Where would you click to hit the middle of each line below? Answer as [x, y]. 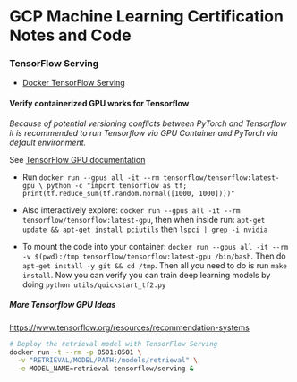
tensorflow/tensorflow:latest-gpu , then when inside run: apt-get [144, 219]
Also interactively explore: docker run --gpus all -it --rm [131, 210]
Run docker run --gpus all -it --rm [91, 177]
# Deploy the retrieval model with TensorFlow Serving [114, 344]
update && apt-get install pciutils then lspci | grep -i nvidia [145, 229]
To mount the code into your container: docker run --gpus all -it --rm [155, 246]
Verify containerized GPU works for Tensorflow [99, 104]
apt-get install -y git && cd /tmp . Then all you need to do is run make [155, 265]
